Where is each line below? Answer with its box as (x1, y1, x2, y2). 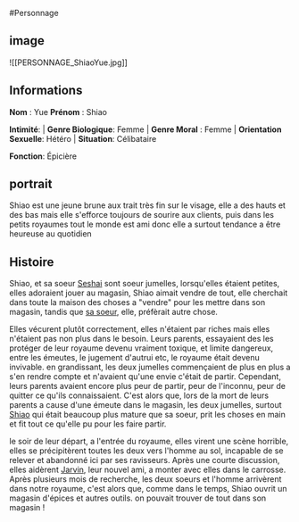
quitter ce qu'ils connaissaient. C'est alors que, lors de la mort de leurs (9, 390, 270, 401)
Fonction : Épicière (9, 151, 78, 162)
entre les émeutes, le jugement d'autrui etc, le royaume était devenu (9, 352, 261, 363)
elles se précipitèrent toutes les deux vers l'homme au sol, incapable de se (9, 445, 284, 456)
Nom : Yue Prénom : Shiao (9, 106, 107, 117)
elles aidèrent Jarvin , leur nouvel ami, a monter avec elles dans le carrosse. (9, 464, 287, 476)
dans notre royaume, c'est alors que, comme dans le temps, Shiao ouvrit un (9, 484, 287, 494)
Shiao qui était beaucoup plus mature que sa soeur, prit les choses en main (9, 410, 286, 420)
